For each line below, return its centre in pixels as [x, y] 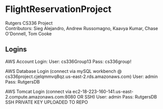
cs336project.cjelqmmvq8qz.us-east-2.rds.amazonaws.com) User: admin [81, 76]
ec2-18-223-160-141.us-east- [103, 91]
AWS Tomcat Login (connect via [38, 91]
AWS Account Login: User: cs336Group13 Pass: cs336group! [68, 61]
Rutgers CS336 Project [29, 23]
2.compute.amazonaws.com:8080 [41, 96]
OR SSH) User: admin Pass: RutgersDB [117, 96]
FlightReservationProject [58, 9]
